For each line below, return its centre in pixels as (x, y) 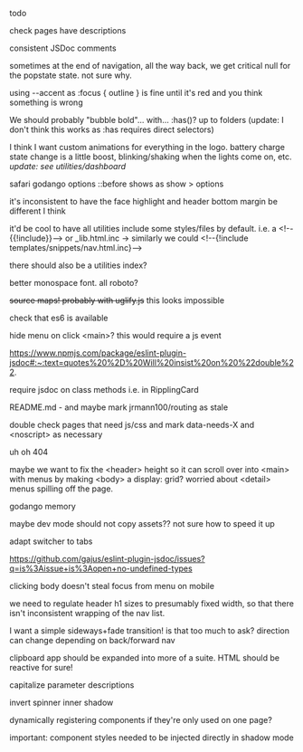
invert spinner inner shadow (62, 702)
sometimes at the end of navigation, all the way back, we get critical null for (150, 66)
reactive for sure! (42, 667)
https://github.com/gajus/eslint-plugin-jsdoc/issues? (107, 559)
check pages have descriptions (68, 30)
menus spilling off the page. (62, 489)
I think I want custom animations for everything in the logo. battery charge (147, 147)
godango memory (43, 506)
